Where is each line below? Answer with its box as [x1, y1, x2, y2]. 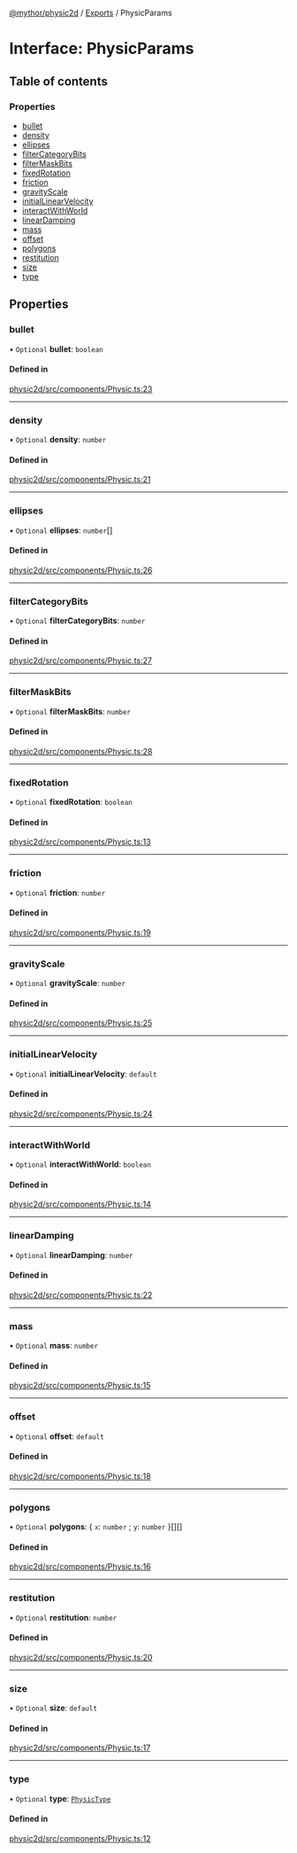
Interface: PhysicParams [9, 39, 194, 59]
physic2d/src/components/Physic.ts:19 [9, 926, 152, 938]
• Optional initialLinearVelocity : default [9, 1068, 157, 1079]
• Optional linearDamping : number [9, 1249, 133, 1260]
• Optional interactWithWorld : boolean [9, 1159, 152, 1169]
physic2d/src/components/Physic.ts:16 [9, 1561, 152, 1572]
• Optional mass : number [9, 1341, 99, 1351]
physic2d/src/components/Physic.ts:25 [9, 1018, 153, 1028]
